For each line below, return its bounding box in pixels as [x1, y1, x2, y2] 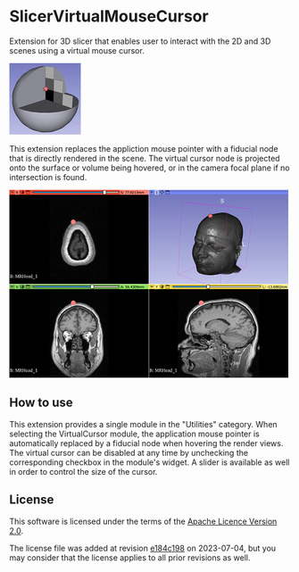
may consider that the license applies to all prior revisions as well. [9, 551, 251, 563]
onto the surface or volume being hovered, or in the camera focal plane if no [9, 162, 290, 173]
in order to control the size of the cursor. [9, 466, 158, 477]
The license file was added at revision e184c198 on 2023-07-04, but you [9, 543, 277, 553]
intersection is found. [9, 171, 87, 182]
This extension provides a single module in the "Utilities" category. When [9, 419, 278, 429]
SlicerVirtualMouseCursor [9, 6, 209, 27]
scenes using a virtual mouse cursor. [9, 45, 145, 55]
